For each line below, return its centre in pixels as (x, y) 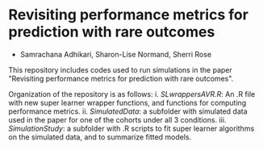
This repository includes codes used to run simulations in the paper (120, 69)
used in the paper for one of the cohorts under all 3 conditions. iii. (117, 119)
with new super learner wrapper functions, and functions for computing (127, 102)
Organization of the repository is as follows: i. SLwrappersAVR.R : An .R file (132, 94)
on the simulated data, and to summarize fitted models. (100, 137)
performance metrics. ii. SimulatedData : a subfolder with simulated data (128, 111)
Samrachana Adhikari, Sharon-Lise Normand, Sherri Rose (116, 54)
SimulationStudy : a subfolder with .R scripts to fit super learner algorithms (131, 128)
